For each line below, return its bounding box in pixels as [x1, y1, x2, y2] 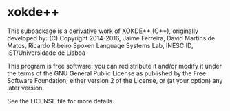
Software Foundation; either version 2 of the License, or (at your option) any [7, 76, 223, 84]
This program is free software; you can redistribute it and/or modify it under [7, 62, 222, 70]
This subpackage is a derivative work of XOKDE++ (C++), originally [7, 27, 198, 35]
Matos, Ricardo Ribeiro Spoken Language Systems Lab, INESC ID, [7, 41, 194, 49]
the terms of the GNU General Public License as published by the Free [7, 69, 207, 77]
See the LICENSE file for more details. [7, 97, 115, 105]
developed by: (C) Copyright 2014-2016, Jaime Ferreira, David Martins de [7, 34, 216, 42]
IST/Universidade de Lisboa [7, 49, 86, 57]
